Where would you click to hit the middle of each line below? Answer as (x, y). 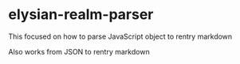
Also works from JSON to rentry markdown (79, 51)
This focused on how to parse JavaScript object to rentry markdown (120, 36)
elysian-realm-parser (81, 15)
